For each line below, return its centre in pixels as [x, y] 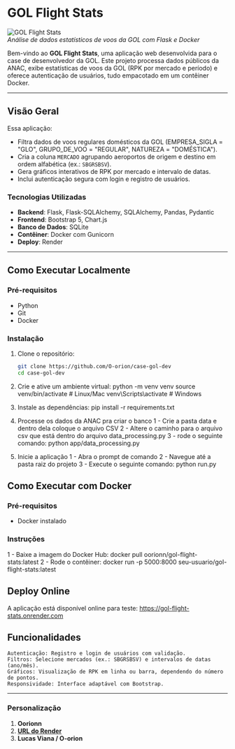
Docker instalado [42, 521]
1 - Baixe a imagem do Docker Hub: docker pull [75, 554]
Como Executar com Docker [69, 486]
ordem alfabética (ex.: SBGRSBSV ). [64, 164]
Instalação [26, 338]
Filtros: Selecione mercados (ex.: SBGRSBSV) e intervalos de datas [109, 660]
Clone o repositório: [46, 354]
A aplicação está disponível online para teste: [73, 608]
